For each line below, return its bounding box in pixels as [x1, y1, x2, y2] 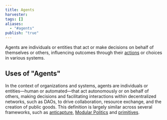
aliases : [5, 21, 23, 26]
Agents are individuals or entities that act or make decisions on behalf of [5, 44, 154, 50]
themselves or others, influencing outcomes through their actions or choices [5, 49, 163, 55]
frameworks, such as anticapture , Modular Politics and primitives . [5, 109, 140, 115]
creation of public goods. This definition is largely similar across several [5, 103, 153, 110]
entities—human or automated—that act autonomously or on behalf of [5, 88, 149, 94]
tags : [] [5, 16, 23, 21]
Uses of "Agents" [5, 69, 61, 78]
